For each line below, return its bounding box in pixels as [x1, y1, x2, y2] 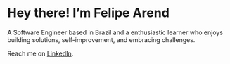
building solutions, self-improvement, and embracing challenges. [7, 35, 196, 44]
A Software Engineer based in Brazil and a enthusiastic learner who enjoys [7, 28, 224, 37]
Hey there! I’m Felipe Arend [7, 5, 170, 21]
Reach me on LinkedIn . [7, 49, 74, 58]
